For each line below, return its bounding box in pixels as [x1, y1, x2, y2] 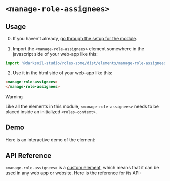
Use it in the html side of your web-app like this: [12, 70, 113, 76]
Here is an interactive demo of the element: [5, 137, 96, 143]
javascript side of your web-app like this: [12, 51, 98, 57]
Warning [5, 93, 23, 100]
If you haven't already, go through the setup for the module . [12, 36, 138, 41]
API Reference [5, 151, 52, 160]
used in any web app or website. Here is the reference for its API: [5, 170, 141, 176]
